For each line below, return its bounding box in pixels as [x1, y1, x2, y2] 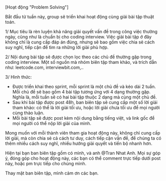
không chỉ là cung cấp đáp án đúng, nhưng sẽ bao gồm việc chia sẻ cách [5, 39, 155, 45]
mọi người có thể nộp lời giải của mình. [12, 121, 92, 126]
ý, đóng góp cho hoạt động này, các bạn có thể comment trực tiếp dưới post [5, 155, 161, 161]
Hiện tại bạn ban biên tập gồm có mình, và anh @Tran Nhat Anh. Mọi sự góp [5, 150, 161, 156]
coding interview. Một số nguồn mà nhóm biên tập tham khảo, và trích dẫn [5, 59, 157, 65]
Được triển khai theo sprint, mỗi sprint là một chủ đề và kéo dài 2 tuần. [12, 84, 156, 90]
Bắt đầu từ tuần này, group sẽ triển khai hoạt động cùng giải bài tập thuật [5, 14, 155, 19]
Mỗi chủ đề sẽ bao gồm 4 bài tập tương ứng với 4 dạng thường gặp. [12, 89, 151, 94]
